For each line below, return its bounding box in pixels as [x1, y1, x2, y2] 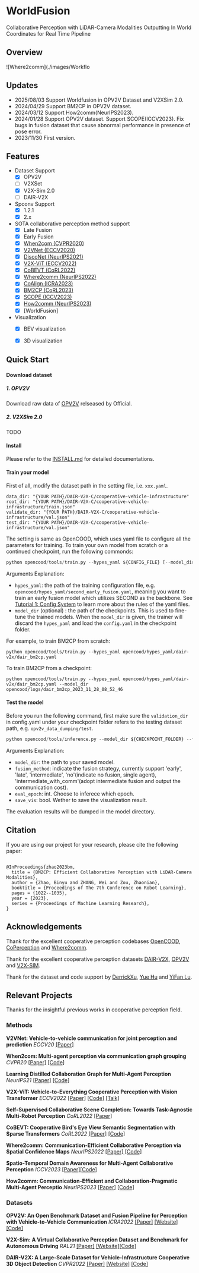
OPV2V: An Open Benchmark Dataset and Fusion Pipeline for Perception [6, 1212, 188, 1219]
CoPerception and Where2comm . [6, 944, 88, 951]
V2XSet [23, 180, 43, 187]
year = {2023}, [11, 895, 49, 901]
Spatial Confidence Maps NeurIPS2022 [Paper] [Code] [6, 1148, 142, 1155]
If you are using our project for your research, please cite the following [6, 841, 179, 848]
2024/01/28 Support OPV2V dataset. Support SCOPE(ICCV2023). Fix [14, 115, 184, 122]
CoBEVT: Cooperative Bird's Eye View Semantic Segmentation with [6, 1124, 176, 1131]
